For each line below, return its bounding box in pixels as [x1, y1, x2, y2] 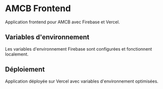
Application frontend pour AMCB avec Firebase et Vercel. [5, 19, 120, 25]
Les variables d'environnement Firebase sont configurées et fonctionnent [5, 46, 152, 52]
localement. [5, 51, 29, 57]
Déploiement [5, 65, 45, 73]
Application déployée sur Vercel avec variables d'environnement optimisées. [5, 78, 159, 84]
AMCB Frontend [5, 3, 71, 14]
